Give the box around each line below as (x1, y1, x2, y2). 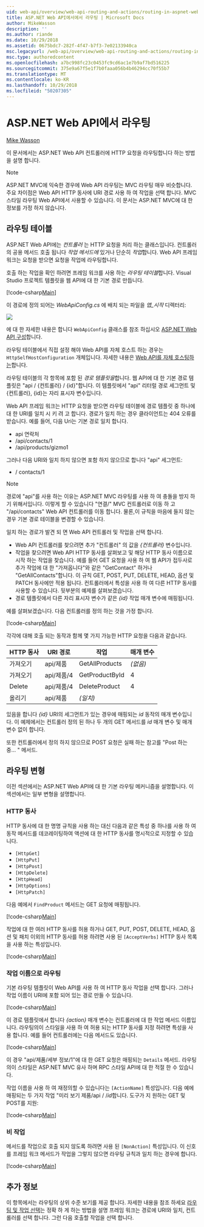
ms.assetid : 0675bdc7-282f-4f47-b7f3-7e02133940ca (6, 43, 137, 49)
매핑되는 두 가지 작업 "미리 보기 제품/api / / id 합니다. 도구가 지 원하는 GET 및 (6, 1092, 186, 1099)
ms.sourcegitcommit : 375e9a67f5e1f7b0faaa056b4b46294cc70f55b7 (6, 65, 170, 72)
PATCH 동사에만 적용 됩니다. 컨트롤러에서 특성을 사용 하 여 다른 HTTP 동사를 (15, 579, 197, 586)
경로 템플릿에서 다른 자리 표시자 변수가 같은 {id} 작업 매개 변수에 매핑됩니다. (15, 594, 194, 601)
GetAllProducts (78, 659, 123, 668)
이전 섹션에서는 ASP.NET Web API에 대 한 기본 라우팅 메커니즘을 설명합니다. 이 (6, 783, 194, 790)
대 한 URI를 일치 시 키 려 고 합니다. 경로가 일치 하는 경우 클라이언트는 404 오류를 (6, 409, 196, 417)
